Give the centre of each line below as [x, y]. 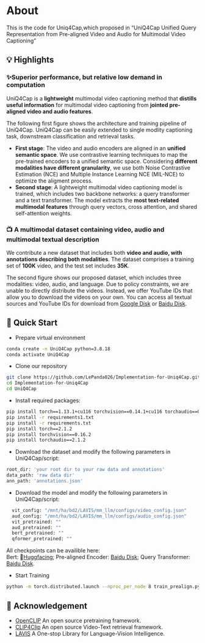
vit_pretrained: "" [37, 522]
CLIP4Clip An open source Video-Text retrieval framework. [89, 627]
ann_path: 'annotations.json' [45, 481]
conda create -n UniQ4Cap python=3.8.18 [59, 349]
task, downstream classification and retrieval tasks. [71, 136]
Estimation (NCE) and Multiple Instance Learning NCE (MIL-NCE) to [100, 174]
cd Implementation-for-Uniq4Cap [47, 383]
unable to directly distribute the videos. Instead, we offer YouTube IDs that [99, 290]
